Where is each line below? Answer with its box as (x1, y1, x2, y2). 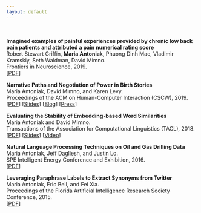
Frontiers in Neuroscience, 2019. (6, 63, 88, 70)
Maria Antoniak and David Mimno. (6, 119, 91, 126)
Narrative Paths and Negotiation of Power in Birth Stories (6, 81, 153, 88)
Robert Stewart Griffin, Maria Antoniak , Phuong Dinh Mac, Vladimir (6, 50, 174, 57)
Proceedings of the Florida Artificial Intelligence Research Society (6, 187, 171, 194)
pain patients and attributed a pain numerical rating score (6, 44, 154, 51)
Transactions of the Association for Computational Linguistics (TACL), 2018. (6, 125, 195, 132)
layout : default (6, 8, 47, 15)
